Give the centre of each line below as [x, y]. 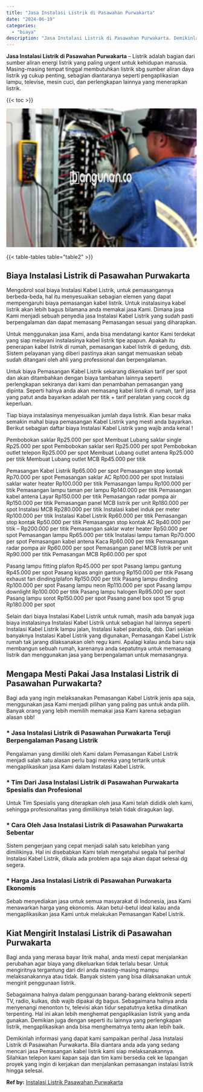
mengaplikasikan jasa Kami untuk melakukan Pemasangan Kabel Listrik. [96, 914]
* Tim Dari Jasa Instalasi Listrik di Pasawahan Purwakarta [93, 782]
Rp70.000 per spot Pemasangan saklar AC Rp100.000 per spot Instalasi [95, 477]
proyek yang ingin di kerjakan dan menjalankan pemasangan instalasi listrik [100, 1064]
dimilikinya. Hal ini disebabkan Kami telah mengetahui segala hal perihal [96, 852]
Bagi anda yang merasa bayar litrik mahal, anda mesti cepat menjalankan [97, 957]
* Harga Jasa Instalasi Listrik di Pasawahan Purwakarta [89, 881]
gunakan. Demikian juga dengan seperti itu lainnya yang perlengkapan [94, 1020]
